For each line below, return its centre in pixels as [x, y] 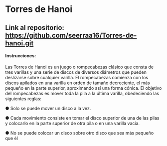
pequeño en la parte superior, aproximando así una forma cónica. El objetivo [83, 88]
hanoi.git [19, 43]
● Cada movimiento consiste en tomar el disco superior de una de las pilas [82, 118]
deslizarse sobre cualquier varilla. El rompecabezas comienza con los [77, 77]
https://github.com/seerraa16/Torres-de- [71, 35]
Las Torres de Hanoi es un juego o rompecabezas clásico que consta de [79, 67]
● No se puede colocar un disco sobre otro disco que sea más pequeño [80, 133]
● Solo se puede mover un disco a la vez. [48, 108]
